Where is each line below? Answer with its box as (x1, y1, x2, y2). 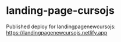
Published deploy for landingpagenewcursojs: (6, 23, 116, 30)
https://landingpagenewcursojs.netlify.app (6, 29, 108, 36)
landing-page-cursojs (6, 4, 115, 17)
